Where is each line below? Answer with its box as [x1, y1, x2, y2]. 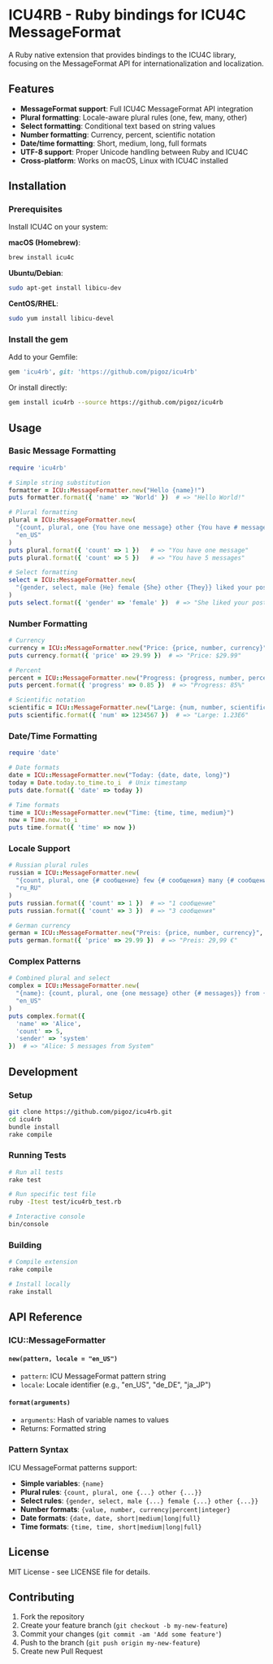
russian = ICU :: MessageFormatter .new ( [8, 869, 140, 877]
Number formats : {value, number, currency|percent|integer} [19, 1504, 232, 1514]
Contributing [8, 1590, 75, 1604]
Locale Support [8, 843, 71, 854]
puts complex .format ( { [8, 1011, 85, 1020]
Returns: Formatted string [19, 1424, 106, 1434]
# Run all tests [8, 1168, 63, 1177]
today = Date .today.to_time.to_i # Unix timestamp [8, 779, 187, 787]
